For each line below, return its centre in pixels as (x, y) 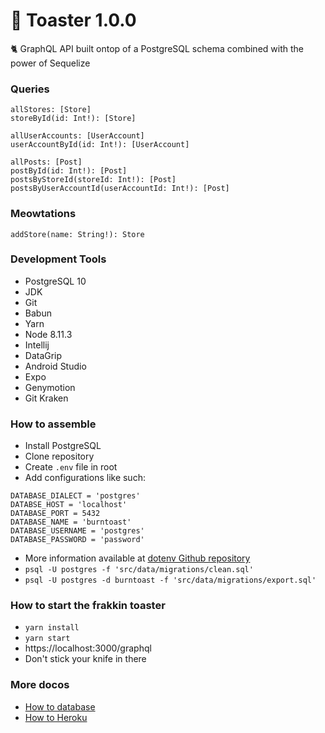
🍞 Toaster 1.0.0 (73, 20)
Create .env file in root (71, 467)
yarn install (52, 628)
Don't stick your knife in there (85, 659)
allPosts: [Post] (46, 162)
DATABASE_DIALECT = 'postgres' (75, 496)
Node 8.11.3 (48, 334)
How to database (60, 706)
